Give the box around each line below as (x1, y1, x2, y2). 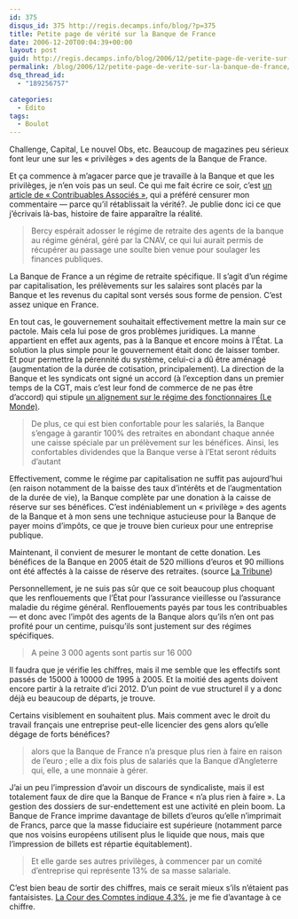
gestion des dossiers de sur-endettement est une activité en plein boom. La (9, 801, 286, 812)
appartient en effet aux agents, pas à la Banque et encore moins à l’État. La (9, 335, 284, 346)
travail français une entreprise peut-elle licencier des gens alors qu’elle (9, 719, 269, 730)
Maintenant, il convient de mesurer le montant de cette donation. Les (9, 547, 262, 558)
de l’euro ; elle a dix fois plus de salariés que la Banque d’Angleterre (30, 756, 278, 766)
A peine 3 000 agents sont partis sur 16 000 (30, 648, 192, 658)
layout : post (9, 46, 58, 55)
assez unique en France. (9, 299, 99, 310)
